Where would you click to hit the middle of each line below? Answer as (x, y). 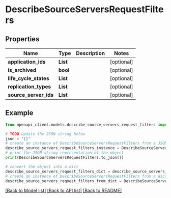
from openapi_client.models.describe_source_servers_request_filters (81, 125)
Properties (22, 39)
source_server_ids (31, 95)
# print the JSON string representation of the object (65, 153)
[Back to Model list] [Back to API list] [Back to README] (64, 191)
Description (91, 53)
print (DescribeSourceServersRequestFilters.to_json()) (65, 158)
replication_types (30, 87)
